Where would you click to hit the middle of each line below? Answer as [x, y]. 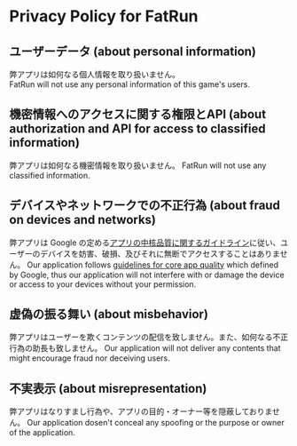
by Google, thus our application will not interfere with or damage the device [147, 275]
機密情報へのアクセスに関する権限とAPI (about [138, 114]
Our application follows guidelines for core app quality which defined [152, 265]
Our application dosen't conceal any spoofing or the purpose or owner [156, 423]
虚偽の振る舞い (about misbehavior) [109, 314]
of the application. [42, 433]
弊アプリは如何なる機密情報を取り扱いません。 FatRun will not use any [138, 165]
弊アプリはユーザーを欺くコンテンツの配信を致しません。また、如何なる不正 [149, 337]
